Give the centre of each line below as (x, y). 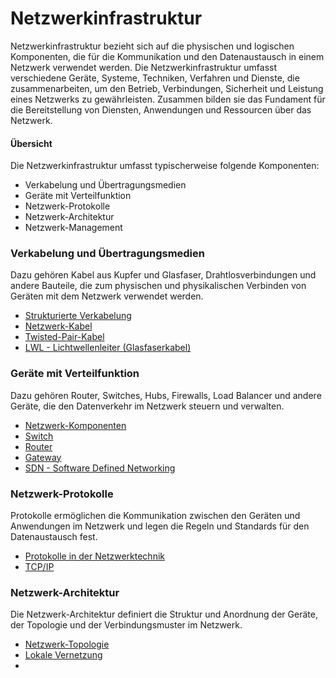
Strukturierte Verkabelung (78, 316)
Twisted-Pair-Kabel (64, 337)
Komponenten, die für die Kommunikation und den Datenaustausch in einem (167, 56)
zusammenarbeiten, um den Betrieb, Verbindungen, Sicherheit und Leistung (167, 88)
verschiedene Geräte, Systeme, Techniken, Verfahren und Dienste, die (155, 78)
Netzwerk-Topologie (67, 644)
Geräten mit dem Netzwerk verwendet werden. (107, 296)
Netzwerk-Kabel (58, 326)
